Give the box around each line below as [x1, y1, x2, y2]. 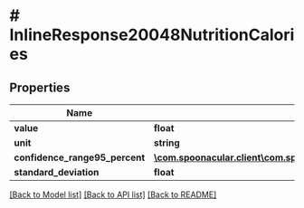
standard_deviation [14, 166, 100, 178]
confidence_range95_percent [14, 151, 146, 164]
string [153, 137, 181, 149]
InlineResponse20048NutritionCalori [9, 24, 295, 45]
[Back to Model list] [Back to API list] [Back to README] [9, 189, 217, 200]
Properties [9, 80, 71, 95]
